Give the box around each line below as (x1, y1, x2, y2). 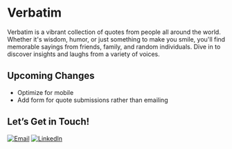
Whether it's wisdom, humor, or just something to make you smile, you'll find (7, 35, 226, 43)
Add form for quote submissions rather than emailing (17, 96, 168, 104)
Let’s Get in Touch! (7, 116, 90, 128)
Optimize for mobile (17, 88, 74, 96)
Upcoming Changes (7, 70, 95, 82)
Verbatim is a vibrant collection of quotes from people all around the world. (7, 28, 222, 36)
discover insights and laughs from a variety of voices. (7, 50, 161, 58)
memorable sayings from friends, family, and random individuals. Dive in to (7, 42, 221, 51)
